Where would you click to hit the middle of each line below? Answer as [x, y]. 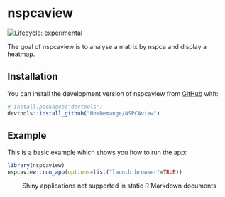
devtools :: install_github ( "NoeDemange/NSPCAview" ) [84, 113]
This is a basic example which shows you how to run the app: [97, 153]
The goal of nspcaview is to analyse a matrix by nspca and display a [107, 46]
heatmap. [21, 54]
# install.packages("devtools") [55, 107]
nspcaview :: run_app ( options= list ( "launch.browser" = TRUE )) [95, 172]
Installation [33, 76]
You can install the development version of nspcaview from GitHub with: [113, 93]
